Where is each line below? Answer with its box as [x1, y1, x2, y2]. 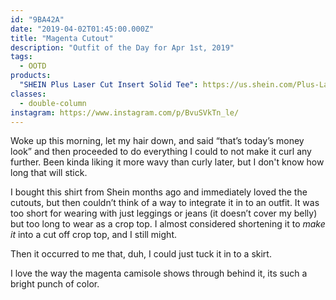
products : [10, 71, 52, 81]
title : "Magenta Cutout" [10, 33, 114, 43]
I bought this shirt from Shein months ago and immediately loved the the [10, 186, 308, 198]
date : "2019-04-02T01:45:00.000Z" [10, 24, 155, 34]
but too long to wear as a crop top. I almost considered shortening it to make [10, 218, 326, 230]
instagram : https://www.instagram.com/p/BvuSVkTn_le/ [10, 107, 240, 118]
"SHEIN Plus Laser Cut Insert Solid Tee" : [19, 80, 199, 90]
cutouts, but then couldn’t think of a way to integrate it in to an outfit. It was [10, 197, 320, 209]
